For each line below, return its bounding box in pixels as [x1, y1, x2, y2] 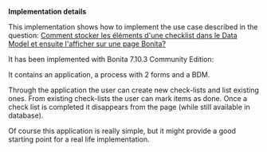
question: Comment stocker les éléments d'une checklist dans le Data [8, 31, 238, 40]
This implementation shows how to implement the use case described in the [8, 22, 258, 31]
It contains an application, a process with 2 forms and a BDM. [8, 70, 210, 79]
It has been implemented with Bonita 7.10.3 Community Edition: [8, 55, 214, 64]
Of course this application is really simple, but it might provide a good [8, 127, 237, 135]
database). [8, 111, 44, 120]
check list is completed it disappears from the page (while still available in [8, 103, 250, 111]
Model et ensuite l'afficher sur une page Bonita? [8, 39, 166, 49]
